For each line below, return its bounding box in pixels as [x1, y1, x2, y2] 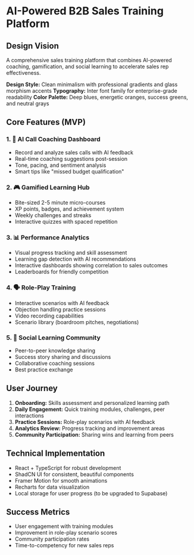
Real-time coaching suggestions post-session [14, 155, 128, 162]
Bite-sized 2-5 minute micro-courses [14, 199, 106, 206]
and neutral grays [6, 100, 49, 107]
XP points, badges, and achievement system [14, 205, 124, 212]
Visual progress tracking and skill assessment [14, 249, 127, 257]
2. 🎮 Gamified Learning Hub [6, 183, 90, 191]
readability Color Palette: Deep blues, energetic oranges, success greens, [6, 94, 189, 100]
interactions [14, 411, 45, 419]
